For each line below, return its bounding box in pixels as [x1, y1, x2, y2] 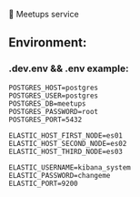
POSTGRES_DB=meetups [8, 98, 87, 109]
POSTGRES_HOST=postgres [8, 83, 99, 92]
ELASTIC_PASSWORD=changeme [8, 171, 111, 180]
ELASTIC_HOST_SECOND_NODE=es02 [8, 139, 127, 148]
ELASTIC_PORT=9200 [8, 179, 78, 188]
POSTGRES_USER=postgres [8, 91, 99, 100]
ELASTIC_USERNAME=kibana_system [8, 162, 131, 172]
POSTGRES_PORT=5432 [8, 115, 83, 124]
